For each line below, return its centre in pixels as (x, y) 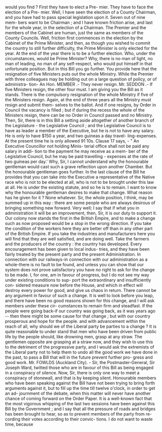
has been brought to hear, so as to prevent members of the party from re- (79, 414)
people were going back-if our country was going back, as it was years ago (80, 311)
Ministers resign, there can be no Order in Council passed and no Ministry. (79, 115)
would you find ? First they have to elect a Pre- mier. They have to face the (79, 7)
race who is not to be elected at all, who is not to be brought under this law (80, 182)
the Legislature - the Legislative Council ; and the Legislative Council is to (78, 125)
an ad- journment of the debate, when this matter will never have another (78, 393)
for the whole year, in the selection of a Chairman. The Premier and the (76, 28)
